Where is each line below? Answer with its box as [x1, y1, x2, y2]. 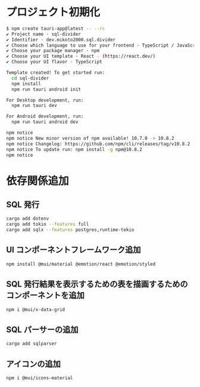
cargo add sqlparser [6, 341, 58, 347]
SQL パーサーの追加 [6, 324, 79, 334]
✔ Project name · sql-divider [6, 31, 82, 37]
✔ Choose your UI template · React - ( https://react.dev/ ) [6, 53, 156, 60]
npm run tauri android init [11, 86, 82, 93]
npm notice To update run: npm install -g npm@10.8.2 [6, 146, 143, 152]
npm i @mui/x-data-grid [6, 306, 65, 312]
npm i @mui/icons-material [6, 374, 73, 381]
